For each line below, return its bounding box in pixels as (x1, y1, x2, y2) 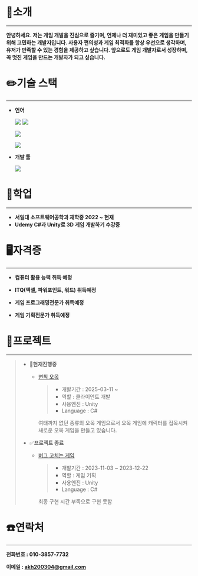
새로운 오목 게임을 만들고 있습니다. (38, 427, 117, 434)
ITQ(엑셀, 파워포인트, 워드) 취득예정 (14, 286, 96, 293)
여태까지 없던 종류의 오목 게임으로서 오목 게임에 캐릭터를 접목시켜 (38, 419, 188, 426)
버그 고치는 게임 (38, 451, 75, 458)
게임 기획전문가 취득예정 (14, 311, 70, 318)
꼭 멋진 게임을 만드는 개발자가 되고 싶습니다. (6, 54, 106, 61)
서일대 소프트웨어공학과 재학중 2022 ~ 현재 (14, 213, 114, 220)
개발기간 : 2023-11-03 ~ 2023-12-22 (61, 464, 149, 471)
